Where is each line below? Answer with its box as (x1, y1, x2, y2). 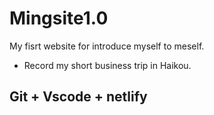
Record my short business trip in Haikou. (23, 59, 192, 71)
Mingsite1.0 (9, 7, 109, 30)
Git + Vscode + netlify (9, 88, 148, 106)
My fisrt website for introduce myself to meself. (9, 40, 205, 52)
